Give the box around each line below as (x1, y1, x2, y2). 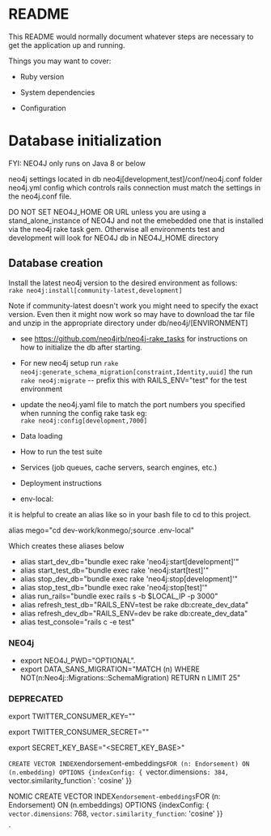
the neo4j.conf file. (8, 191, 72, 201)
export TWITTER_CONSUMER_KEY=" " (8, 711, 136, 722)
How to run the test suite (19, 447, 103, 457)
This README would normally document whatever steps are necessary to (8, 32, 254, 41)
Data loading (19, 431, 63, 440)
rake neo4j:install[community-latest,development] (8, 286, 183, 294)
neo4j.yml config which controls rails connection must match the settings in (8, 182, 261, 192)
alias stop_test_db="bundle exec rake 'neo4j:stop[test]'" (19, 582, 208, 592)
